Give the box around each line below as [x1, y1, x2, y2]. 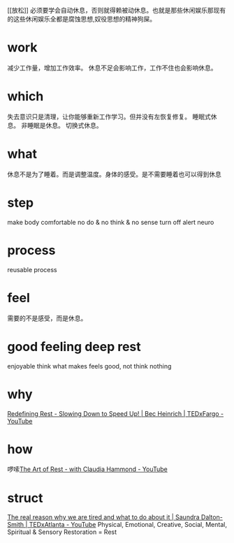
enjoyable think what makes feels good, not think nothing [7, 362, 172, 370]
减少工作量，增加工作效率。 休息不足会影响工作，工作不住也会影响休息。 [7, 64, 217, 72]
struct [7, 490, 43, 506]
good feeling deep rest [7, 339, 141, 355]
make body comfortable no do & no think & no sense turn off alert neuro [7, 218, 214, 226]
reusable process [7, 265, 57, 274]
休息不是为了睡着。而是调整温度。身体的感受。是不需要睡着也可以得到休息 [7, 170, 221, 178]
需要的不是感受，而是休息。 [7, 313, 87, 322]
